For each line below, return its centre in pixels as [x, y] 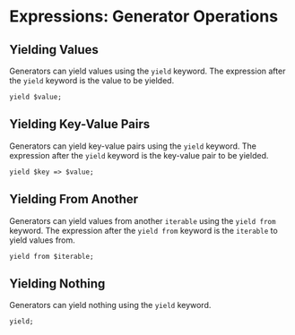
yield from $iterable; [52, 256]
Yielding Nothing [57, 284]
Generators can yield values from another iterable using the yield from [143, 220]
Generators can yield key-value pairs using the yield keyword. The [133, 146]
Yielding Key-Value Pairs [80, 124]
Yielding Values [54, 50]
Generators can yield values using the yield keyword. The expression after [147, 71]
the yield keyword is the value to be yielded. [92, 81]
